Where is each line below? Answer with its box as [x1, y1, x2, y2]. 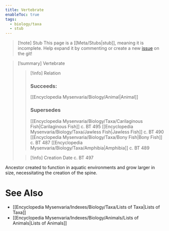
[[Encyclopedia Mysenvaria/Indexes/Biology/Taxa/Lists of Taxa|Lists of [12, 204, 160, 210]
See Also [5, 187, 43, 199]
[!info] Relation [30, 70, 61, 76]
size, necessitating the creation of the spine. [5, 170, 97, 176]
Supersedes [30, 107, 61, 114]
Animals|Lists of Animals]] [12, 220, 67, 226]
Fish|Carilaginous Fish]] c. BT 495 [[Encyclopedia [30, 123, 134, 129]
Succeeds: [30, 83, 58, 90]
